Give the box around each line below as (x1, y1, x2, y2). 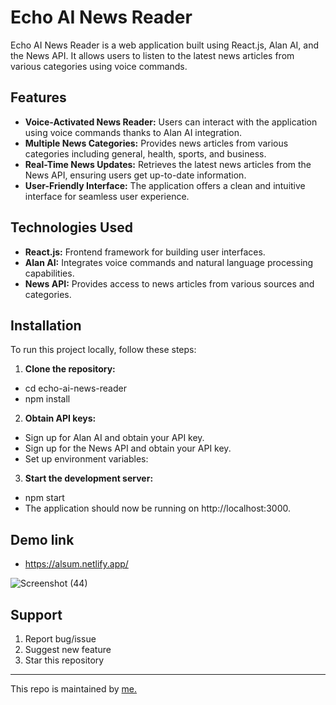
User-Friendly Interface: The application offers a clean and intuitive (24, 179, 306, 191)
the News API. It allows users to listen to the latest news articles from (10, 49, 295, 61)
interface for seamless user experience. (24, 190, 190, 202)
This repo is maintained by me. (10, 683, 138, 695)
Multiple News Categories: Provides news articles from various (24, 137, 289, 149)
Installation (10, 317, 82, 334)
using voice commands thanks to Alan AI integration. (24, 126, 242, 138)
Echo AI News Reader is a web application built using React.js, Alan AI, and (10, 39, 320, 51)
